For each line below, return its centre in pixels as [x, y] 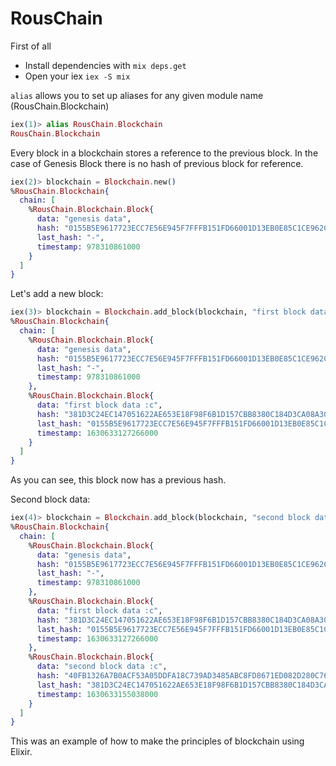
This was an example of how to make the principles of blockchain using [157, 741]
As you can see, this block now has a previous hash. [118, 480]
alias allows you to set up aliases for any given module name [137, 95]
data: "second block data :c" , [102, 667]
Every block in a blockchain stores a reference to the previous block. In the [164, 153]
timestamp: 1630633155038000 [97, 694]
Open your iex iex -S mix [77, 76]
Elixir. [21, 752]
